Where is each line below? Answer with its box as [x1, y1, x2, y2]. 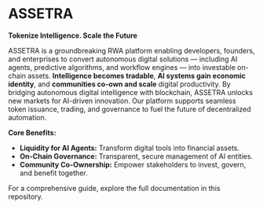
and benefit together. [19, 168, 88, 178]
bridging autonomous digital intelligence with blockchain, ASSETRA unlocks [8, 87, 254, 97]
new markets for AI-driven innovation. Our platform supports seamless [8, 96, 237, 105]
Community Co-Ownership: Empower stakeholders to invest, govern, [19, 159, 247, 169]
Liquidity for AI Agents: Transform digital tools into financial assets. [19, 143, 240, 152]
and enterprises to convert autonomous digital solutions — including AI [8, 54, 238, 64]
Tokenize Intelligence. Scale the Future [8, 31, 137, 40]
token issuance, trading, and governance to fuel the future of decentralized [8, 104, 251, 114]
